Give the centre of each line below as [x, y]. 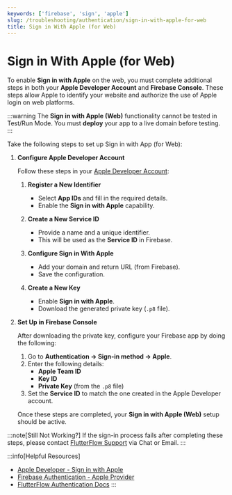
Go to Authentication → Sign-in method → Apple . [100, 356]
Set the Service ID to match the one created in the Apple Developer [124, 393]
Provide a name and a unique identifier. [94, 233]
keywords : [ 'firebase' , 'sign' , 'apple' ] [68, 14]
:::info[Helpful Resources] [44, 456]
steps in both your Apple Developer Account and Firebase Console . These [115, 88]
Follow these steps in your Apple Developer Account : [93, 171]
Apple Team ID [59, 371]
